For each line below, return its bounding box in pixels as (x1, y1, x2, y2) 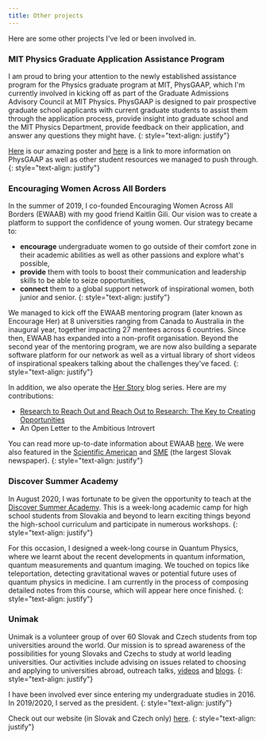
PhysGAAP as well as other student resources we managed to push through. (8, 154, 258, 164)
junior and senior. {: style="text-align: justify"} (19, 292, 171, 303)
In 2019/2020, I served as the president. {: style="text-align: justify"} (8, 698, 233, 707)
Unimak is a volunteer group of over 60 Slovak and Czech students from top (8, 631, 257, 641)
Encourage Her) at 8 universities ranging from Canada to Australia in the (8, 316, 245, 326)
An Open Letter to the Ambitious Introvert (19, 424, 155, 433)
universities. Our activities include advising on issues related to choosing (8, 657, 246, 667)
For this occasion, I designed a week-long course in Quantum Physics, (8, 543, 239, 553)
